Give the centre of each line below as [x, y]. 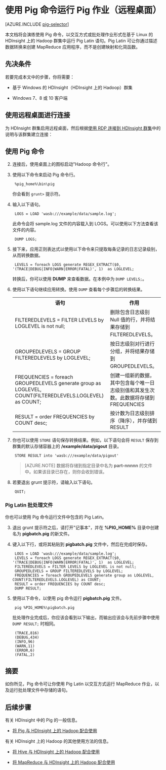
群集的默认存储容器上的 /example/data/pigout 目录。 [67, 447]
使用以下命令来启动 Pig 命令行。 [45, 175]
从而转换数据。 [27, 256]
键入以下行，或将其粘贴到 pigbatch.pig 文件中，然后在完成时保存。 [81, 544]
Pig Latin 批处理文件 [29, 505]
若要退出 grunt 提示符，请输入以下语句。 [54, 482]
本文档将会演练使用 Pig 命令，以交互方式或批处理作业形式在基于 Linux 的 [79, 34]
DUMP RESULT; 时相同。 [35, 624]
